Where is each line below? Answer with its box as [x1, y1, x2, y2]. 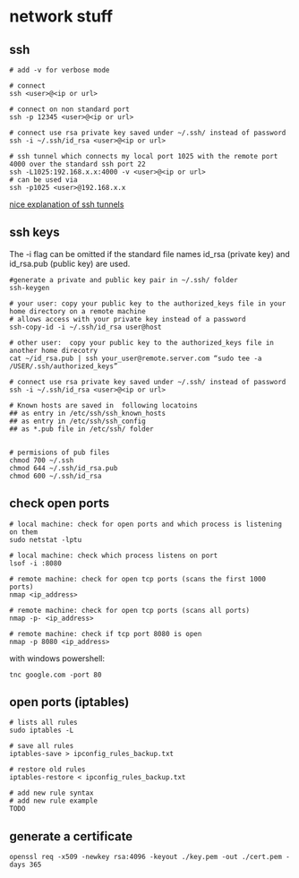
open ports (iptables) [9, 694, 130, 710]
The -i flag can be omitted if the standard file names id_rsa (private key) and [9, 248, 291, 259]
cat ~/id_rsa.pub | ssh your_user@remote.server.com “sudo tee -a [9, 354, 262, 363]
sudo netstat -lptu [9, 535, 82, 544]
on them [9, 527, 38, 537]
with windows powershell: [9, 652, 106, 664]
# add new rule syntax [9, 788, 94, 798]
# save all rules [9, 742, 74, 751]
